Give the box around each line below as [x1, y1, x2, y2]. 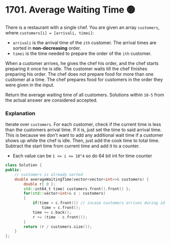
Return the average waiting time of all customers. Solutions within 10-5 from [5, 92, 164, 98]
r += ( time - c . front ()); [32, 215, 88, 220]
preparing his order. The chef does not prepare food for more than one [5, 71, 154, 77]
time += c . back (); [32, 209, 72, 215]
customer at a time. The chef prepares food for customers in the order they [5, 76, 163, 82]
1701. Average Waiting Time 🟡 [5, 4, 136, 16]
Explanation [5, 110, 36, 117]
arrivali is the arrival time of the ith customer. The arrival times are [12, 39, 157, 46]
